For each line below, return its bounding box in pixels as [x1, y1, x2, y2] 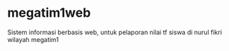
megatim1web [7, 5, 91, 21]
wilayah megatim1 [7, 35, 59, 43]
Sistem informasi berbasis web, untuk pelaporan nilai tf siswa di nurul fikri [7, 28, 223, 36]
